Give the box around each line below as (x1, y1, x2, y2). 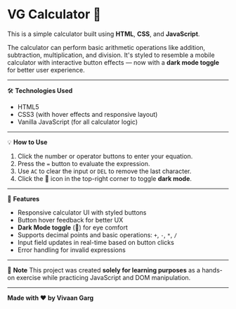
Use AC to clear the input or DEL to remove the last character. (17, 167, 192, 175)
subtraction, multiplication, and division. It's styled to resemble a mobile (7, 51, 216, 59)
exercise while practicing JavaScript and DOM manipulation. (16, 273, 191, 282)
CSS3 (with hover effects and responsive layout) (17, 110, 158, 118)
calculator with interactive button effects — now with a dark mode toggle (7, 58, 220, 66)
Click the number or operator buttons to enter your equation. (17, 151, 193, 160)
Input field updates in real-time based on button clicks (17, 238, 174, 246)
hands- (202, 265, 223, 274)
